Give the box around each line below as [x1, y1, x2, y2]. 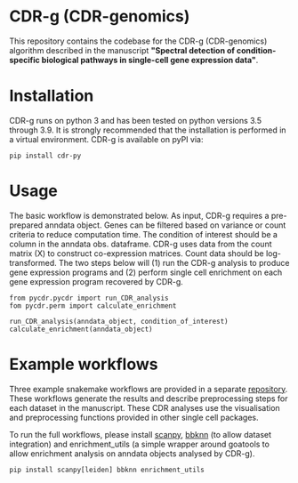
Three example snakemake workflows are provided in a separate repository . [9, 383, 288, 394]
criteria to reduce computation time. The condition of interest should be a [9, 229, 278, 239]
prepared [9, 220, 44, 230]
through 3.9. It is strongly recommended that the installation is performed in [9, 125, 286, 135]
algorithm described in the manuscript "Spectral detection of [9, 44, 236, 55]
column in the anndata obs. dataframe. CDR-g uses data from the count [9, 238, 272, 249]
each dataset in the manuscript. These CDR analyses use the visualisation [9, 402, 280, 413]
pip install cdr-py [9, 151, 82, 160]
